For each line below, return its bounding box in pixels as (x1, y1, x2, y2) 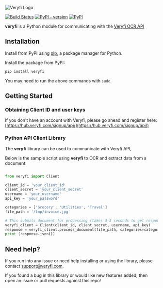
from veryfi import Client (5, 174, 60, 179)
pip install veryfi (5, 69, 45, 74)
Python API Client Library (5, 135, 66, 142)
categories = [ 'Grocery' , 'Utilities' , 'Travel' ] (5, 205, 108, 210)
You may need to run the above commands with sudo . (5, 78, 112, 83)
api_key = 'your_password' (5, 196, 60, 201)
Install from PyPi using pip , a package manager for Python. (5, 50, 123, 56)
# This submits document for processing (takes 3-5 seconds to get (5, 218, 145, 223)
